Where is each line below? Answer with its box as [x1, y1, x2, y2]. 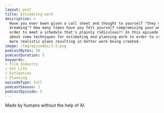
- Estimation [5, 71, 32, 76]
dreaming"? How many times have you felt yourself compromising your [9, 25, 154, 30]
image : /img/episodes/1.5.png [5, 44, 67, 48]
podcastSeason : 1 [5, 84, 41, 90]
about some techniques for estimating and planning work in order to [9, 35, 154, 40]
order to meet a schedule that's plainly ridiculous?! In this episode [9, 30, 159, 35]
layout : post [5, 7, 32, 12]
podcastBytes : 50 [5, 48, 41, 53]
